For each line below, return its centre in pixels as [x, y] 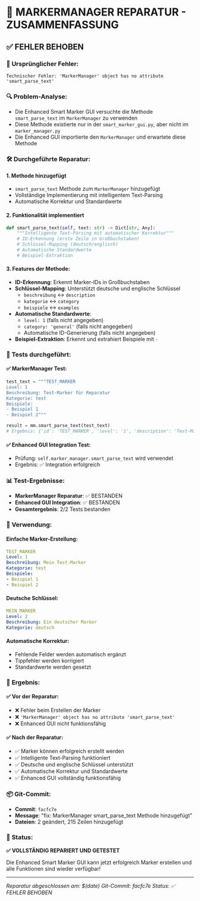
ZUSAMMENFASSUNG [62, 25]
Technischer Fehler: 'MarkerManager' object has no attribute [85, 76]
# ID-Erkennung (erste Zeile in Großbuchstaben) [78, 239]
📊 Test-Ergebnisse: [35, 481]
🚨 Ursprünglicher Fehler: [43, 64]
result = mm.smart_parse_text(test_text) [58, 426]
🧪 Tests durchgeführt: [39, 354]
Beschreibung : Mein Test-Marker [46, 563]
